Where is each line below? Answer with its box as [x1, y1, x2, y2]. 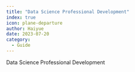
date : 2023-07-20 [6, 31, 50, 37]
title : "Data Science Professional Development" [6, 8, 130, 15]
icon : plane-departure [6, 20, 63, 26]
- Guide [11, 43, 31, 49]
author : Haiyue [6, 25, 44, 32]
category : [6, 37, 31, 43]
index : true [6, 14, 36, 20]
